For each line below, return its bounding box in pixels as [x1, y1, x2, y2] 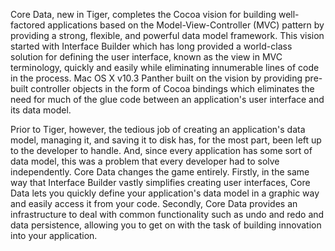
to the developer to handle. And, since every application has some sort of [10, 145, 313, 156]
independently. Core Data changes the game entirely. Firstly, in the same [10, 166, 310, 178]
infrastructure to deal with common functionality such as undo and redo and [10, 209, 325, 220]
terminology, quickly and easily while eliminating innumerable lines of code [10, 62, 320, 73]
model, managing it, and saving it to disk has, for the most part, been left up [10, 134, 322, 146]
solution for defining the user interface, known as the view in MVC [10, 51, 283, 63]
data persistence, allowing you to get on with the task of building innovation [10, 219, 322, 231]
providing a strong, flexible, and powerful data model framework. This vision [10, 30, 325, 41]
